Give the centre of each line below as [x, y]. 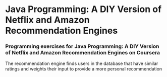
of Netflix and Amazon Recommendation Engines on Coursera [83, 53]
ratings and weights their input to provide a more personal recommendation [84, 69]
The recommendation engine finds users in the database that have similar [82, 63]
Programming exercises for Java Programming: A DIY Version [82, 46]
